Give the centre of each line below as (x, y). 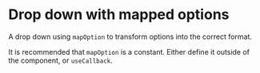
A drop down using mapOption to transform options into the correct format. (130, 36)
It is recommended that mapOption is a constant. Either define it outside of (129, 52)
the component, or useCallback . (61, 60)
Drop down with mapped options (119, 15)
